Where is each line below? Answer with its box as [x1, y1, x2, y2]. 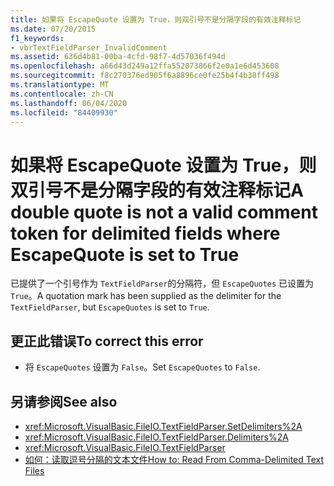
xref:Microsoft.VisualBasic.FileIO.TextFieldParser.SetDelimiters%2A [24, 420, 303, 432]
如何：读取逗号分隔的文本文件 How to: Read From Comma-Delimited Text [24, 453, 325, 465]
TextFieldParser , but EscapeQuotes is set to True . [10, 301, 210, 313]
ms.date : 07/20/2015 [10, 24, 97, 34]
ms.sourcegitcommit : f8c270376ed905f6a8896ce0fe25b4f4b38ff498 [10, 71, 280, 81]
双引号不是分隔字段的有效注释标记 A [10, 179, 304, 201]
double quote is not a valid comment [10, 201, 318, 223]
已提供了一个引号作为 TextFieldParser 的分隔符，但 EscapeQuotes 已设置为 [10, 277, 315, 290]
